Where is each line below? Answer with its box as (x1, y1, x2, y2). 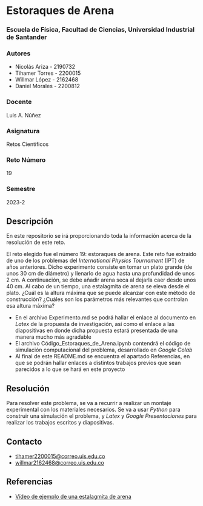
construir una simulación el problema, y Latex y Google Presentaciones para (6, 412, 197, 420)
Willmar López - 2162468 (15, 76, 79, 83)
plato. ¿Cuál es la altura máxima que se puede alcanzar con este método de (6, 289, 196, 297)
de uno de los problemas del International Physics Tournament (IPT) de (6, 257, 185, 265)
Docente (6, 98, 32, 106)
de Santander (6, 33, 47, 41)
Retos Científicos (6, 140, 49, 148)
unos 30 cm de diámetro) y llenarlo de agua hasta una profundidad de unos (6, 270, 195, 277)
